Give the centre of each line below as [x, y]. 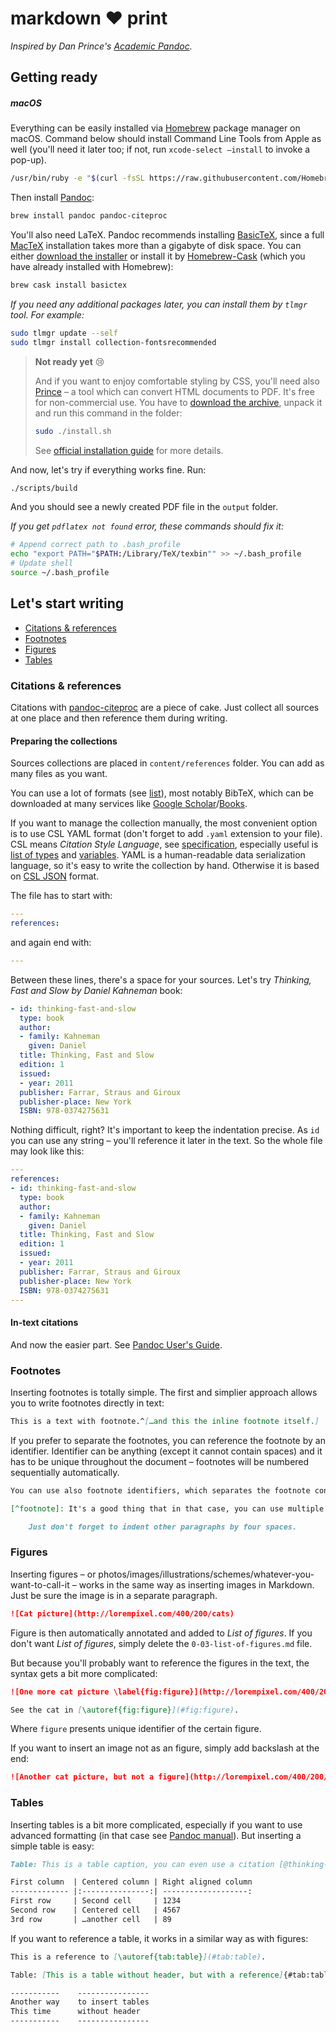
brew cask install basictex [69, 285]
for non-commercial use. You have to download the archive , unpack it [178, 402]
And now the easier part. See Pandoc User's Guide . [116, 1344]
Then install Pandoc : [52, 198]
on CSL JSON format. [55, 876]
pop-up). [28, 160]
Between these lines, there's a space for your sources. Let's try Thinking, [161, 979]
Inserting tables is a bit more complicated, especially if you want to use [156, 1824]
